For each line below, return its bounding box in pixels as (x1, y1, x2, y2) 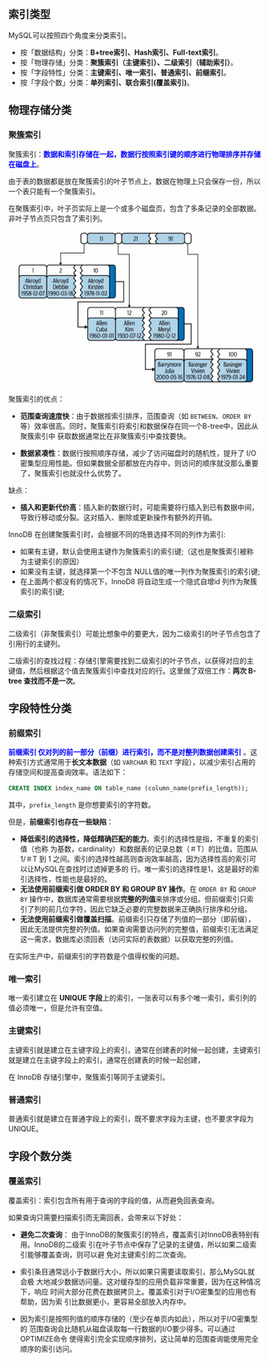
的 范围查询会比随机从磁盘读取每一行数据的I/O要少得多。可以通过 (19, 1323, 236, 1334)
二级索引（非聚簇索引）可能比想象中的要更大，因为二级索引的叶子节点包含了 (8, 628, 261, 638)
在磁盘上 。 (8, 159, 44, 169)
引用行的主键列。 (8, 639, 65, 648)
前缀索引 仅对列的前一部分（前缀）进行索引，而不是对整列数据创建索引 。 (8, 747, 251, 757)
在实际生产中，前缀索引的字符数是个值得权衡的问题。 (8, 952, 184, 961)
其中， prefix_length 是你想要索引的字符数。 (8, 800, 156, 810)
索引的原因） (41, 557, 84, 567)
